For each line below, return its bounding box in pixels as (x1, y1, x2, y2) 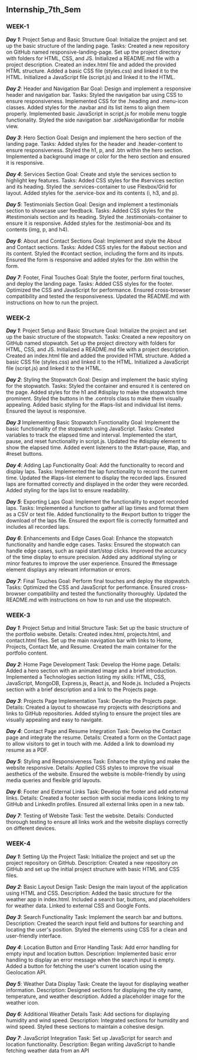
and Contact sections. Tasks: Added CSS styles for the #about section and (6, 243, 187, 250)
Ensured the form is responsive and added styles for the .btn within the (6, 256, 178, 263)
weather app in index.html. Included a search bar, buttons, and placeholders (6, 895, 191, 902)
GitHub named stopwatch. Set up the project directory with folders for (6, 339, 175, 346)
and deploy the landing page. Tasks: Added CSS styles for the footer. (6, 280, 173, 287)
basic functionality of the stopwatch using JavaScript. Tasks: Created (6, 425, 175, 432)
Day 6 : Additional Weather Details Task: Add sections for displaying (6, 1010, 170, 1018)
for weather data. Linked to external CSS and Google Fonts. (6, 902, 150, 909)
